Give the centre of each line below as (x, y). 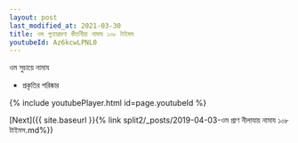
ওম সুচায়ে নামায (29, 68)
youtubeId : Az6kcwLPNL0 (53, 42)
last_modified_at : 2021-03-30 (65, 26)
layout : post (33, 17)
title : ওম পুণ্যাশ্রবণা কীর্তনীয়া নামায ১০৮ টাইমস (72, 34)
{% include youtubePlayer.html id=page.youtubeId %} (108, 103)
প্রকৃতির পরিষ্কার (40, 85)
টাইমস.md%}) (31, 131)
